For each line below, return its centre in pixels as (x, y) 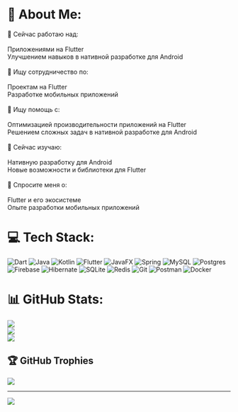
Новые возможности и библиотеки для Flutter (77, 169)
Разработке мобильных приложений (63, 94)
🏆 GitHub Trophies (51, 361)
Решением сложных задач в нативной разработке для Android (102, 132)
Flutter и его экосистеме (44, 200)
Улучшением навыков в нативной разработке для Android (95, 57)
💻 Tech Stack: (51, 238)
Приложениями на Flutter (46, 49)
